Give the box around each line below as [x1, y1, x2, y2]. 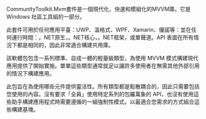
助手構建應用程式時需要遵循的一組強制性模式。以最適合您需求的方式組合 [11, 98, 194, 106]
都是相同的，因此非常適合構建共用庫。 [17, 42, 114, 48]
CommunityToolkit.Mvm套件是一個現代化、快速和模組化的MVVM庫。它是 [6, 6, 191, 12]
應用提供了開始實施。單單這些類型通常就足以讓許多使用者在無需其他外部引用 [6, 62, 200, 69]
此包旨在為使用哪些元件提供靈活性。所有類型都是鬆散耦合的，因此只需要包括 [6, 83, 200, 90]
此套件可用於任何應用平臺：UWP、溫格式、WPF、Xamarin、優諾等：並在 [6, 26, 191, 33]
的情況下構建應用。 [6, 70, 55, 77]
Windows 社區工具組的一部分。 [6, 13, 85, 20]
